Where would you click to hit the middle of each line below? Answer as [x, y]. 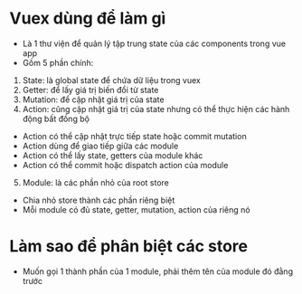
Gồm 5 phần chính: [58, 62]
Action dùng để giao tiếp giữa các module [100, 146]
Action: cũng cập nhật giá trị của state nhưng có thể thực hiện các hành [156, 109]
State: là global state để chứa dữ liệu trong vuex [111, 80]
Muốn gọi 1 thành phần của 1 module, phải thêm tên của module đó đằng [158, 271]
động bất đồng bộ [56, 119]
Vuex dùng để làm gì [88, 19]
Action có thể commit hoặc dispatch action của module [125, 165]
